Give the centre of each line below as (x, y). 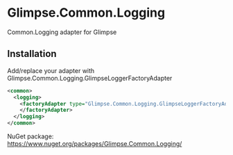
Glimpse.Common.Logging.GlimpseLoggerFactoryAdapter (90, 78)
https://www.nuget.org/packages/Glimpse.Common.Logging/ (95, 144)
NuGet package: (31, 136)
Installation (32, 54)
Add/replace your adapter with (51, 70)
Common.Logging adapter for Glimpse (62, 32)
